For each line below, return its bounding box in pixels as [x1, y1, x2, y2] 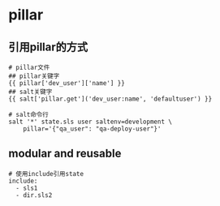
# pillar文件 [8, 63, 50, 71]
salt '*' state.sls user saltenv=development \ [8, 118, 173, 126]
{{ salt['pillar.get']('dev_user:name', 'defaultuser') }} [8, 95, 213, 103]
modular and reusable [8, 147, 122, 161]
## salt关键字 [8, 88, 53, 96]
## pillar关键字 [8, 72, 60, 80]
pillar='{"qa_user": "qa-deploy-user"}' [23, 125, 162, 133]
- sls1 [15, 184, 38, 192]
